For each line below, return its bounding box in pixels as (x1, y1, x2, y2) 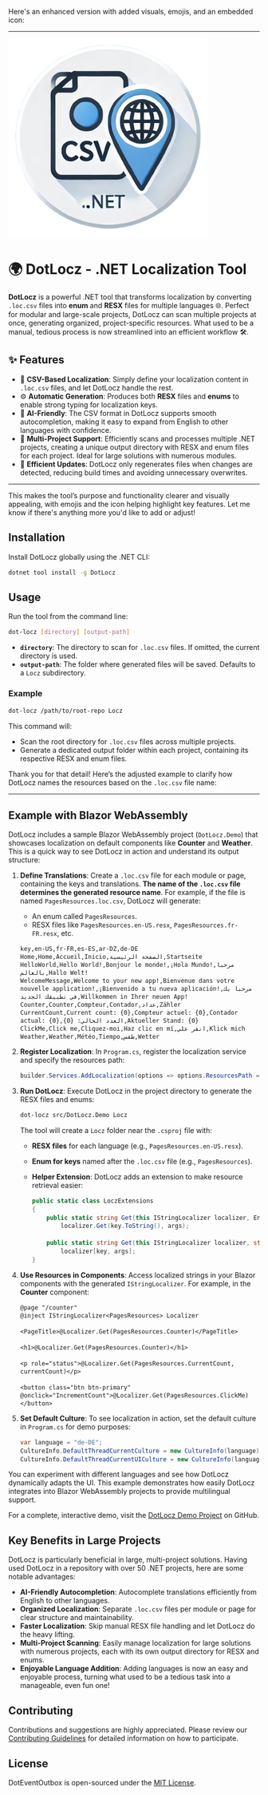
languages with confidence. (19, 425, 112, 434)
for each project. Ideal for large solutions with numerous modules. (19, 450, 237, 460)
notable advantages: (8, 1572, 76, 1582)
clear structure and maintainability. (19, 1613, 134, 1623)
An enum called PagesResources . (31, 912, 138, 921)
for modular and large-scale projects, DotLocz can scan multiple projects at (8, 309, 257, 319)
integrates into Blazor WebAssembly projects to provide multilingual (8, 1487, 231, 1496)
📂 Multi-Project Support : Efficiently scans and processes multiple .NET (19, 434, 255, 443)
